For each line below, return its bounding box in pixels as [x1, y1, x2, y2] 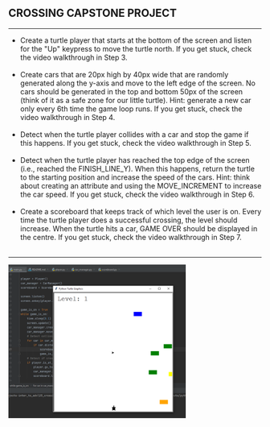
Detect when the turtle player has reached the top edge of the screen [19, 155, 251, 164]
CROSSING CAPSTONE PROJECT [8, 6, 177, 20]
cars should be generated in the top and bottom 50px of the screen [19, 86, 243, 96]
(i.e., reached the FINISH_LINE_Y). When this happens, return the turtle [19, 164, 256, 173]
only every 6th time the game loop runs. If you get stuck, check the [19, 104, 243, 114]
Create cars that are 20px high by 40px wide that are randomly [19, 69, 229, 79]
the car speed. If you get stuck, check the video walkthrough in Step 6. [19, 189, 256, 199]
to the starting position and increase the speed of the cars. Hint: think [19, 172, 251, 182]
